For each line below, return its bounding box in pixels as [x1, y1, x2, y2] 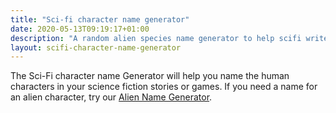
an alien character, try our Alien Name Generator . [10, 91, 213, 103]
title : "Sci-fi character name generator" [10, 14, 190, 25]
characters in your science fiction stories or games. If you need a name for [10, 81, 318, 93]
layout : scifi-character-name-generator [10, 42, 182, 53]
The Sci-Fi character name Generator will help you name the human [10, 70, 290, 82]
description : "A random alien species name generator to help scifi [10, 33, 302, 43]
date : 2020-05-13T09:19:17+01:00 [10, 24, 150, 34]
